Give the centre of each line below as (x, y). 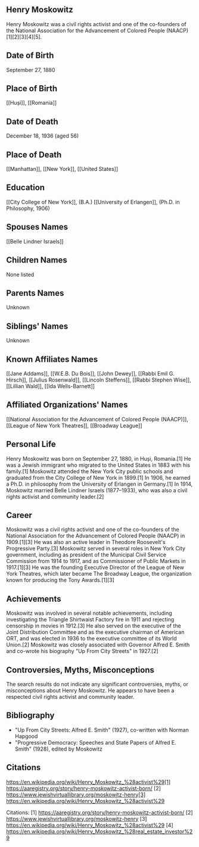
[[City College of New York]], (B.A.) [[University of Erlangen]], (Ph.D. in (93, 202)
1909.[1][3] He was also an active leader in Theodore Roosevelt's (86, 542)
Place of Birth (32, 89)
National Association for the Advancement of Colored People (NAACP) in (96, 536)
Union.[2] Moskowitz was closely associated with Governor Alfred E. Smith (98, 645)
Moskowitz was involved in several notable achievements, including (89, 613)
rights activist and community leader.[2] (55, 496)
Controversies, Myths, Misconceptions (80, 670)
